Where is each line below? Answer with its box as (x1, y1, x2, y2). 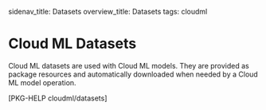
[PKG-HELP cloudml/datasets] (8, 93, 108, 103)
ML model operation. (8, 77, 77, 87)
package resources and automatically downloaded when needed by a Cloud (8, 69, 259, 79)
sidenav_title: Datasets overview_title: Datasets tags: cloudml (8, 7, 208, 16)
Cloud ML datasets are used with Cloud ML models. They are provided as (8, 61, 249, 70)
